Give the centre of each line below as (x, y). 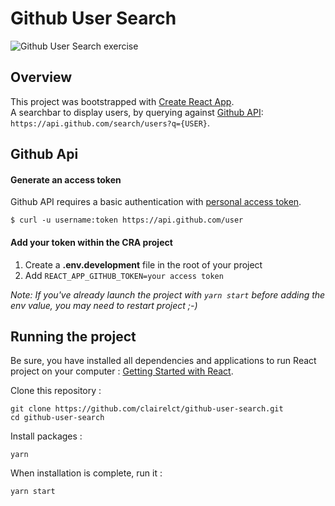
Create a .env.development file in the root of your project (143, 264)
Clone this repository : (56, 391)
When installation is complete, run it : (86, 473)
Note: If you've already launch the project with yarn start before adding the (168, 294)
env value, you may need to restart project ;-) (104, 305)
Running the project (73, 336)
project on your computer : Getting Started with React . (122, 371)
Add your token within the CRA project (91, 242)
